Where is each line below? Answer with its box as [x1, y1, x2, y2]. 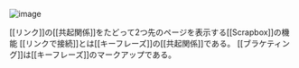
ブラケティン [242, 38, 291, 48]
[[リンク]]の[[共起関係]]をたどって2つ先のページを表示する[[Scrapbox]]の [9, 27, 282, 38]
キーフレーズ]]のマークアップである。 [36, 49, 176, 60]
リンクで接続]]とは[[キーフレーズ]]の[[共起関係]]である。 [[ [25, 38, 244, 48]
